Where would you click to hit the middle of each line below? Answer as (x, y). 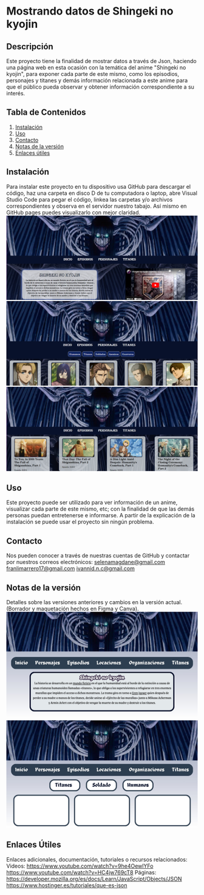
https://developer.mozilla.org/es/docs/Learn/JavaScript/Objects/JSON (94, 879)
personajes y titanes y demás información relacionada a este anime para (97, 80)
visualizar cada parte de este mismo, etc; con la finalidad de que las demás (100, 509)
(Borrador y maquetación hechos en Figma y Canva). (73, 608)
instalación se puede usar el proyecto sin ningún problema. (80, 522)
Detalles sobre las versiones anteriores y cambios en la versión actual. (94, 602)
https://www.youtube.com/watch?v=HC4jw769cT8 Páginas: (81, 872)
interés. (16, 93)
